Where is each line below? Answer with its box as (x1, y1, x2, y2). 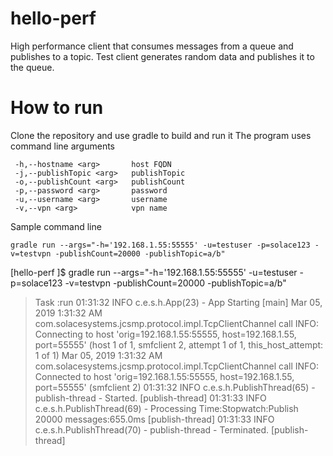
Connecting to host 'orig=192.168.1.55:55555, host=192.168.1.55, (34, 328, 297, 340)
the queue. (10, 61, 55, 73)
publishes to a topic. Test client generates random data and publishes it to (10, 50, 315, 62)
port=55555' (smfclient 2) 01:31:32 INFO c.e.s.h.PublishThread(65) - (34, 381, 316, 393)
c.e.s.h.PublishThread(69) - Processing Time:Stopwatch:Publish (34, 402, 299, 414)
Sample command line (10, 220, 102, 232)
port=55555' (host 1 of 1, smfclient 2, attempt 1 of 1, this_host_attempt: (34, 338, 324, 351)
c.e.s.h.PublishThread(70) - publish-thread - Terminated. (34, 423, 270, 436)
